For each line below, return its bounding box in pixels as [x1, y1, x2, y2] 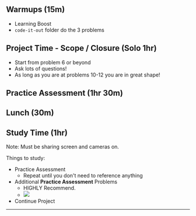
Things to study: [6, 155, 45, 162]
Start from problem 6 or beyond [14, 58, 91, 66]
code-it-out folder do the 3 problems [14, 26, 105, 33]
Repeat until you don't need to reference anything [23, 172, 143, 179]
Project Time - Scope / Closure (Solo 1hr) [6, 43, 157, 53]
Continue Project [14, 198, 55, 205]
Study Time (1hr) [6, 128, 68, 138]
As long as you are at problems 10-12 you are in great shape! [14, 71, 160, 78]
